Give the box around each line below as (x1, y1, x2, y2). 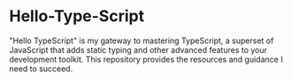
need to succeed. (9, 63, 73, 74)
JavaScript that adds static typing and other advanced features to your (9, 44, 268, 55)
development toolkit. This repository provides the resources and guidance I (9, 54, 283, 64)
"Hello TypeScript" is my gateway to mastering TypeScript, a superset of (9, 35, 274, 46)
